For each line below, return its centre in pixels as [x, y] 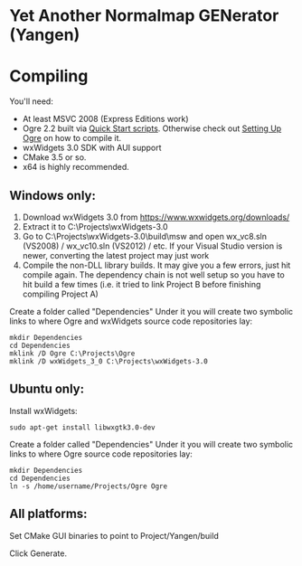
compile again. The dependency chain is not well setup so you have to [153, 274]
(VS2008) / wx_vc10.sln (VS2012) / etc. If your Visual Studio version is [152, 246]
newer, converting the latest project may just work [116, 255]
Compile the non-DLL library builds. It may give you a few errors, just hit [156, 265]
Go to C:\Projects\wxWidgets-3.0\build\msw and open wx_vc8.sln [145, 236]
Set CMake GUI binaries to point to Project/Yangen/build [114, 535]
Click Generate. [38, 553]
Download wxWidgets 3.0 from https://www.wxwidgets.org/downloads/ [156, 217]
